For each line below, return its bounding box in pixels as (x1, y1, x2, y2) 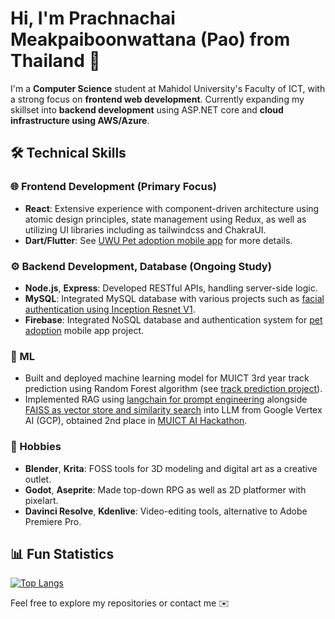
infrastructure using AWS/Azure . (10, 114, 150, 126)
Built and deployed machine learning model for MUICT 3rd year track (24, 372, 310, 384)
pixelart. (24, 494, 59, 506)
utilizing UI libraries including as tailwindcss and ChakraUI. (24, 223, 267, 236)
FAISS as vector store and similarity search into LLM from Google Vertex (24, 404, 323, 416)
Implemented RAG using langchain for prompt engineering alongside (24, 393, 308, 406)
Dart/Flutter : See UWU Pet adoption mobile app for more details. (24, 234, 293, 246)
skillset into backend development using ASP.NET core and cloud (10, 103, 284, 116)
